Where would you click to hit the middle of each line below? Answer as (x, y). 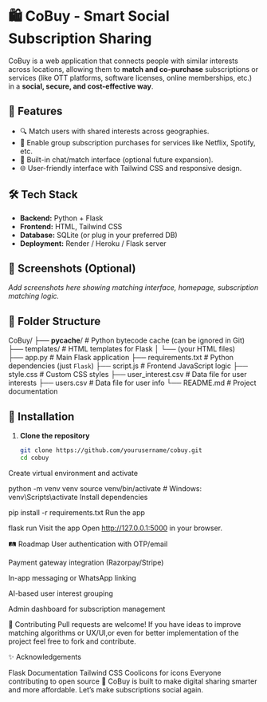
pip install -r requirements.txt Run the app (77, 512)
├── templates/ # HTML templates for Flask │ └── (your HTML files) (122, 349)
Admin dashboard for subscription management (87, 609)
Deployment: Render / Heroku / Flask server (93, 243)
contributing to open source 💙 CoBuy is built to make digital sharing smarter (133, 681)
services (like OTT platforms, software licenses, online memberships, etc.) (130, 77)
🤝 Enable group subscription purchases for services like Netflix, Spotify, (138, 142)
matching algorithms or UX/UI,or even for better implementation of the (124, 633)
